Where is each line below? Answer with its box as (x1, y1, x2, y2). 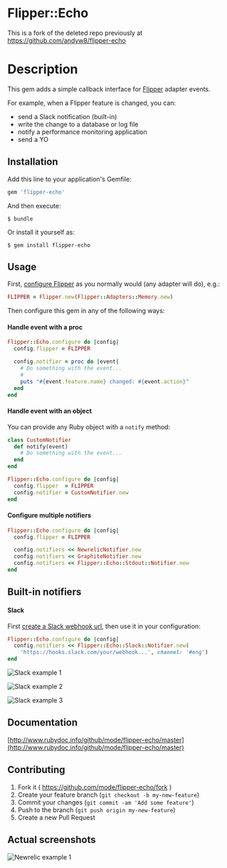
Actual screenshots (7, 834, 96, 846)
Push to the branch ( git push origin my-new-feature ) (17, 805, 176, 814)
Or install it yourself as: (7, 228, 75, 236)
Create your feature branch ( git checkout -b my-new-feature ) (17, 790, 200, 799)
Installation (7, 155, 58, 168)
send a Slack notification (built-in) (17, 112, 117, 121)
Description (7, 61, 78, 78)
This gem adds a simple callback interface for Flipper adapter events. (7, 84, 211, 93)
